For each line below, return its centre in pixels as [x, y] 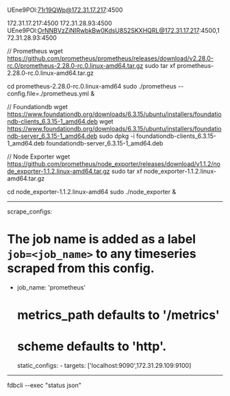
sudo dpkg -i [117, 136]
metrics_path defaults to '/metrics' [118, 315]
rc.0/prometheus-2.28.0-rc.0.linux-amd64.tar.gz [75, 66]
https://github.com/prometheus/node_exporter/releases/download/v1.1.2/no [114, 164]
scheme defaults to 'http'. [92, 347]
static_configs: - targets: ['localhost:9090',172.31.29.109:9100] [104, 366]
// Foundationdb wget [38, 107]
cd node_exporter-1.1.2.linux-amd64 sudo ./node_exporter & [92, 192]
